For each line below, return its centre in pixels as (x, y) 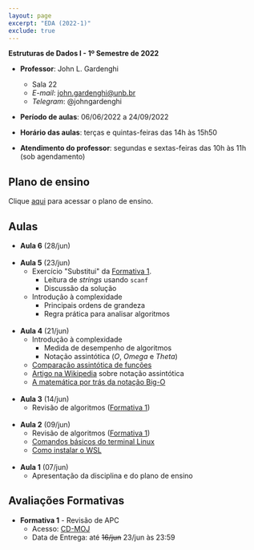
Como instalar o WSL (67, 450)
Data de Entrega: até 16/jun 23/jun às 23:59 (103, 537)
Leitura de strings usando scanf (96, 280)
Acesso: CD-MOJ (61, 528)
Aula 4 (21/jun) (44, 331)
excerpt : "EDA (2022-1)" (50, 23)
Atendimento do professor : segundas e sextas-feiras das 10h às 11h (133, 148)
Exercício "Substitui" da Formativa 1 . (92, 271)
